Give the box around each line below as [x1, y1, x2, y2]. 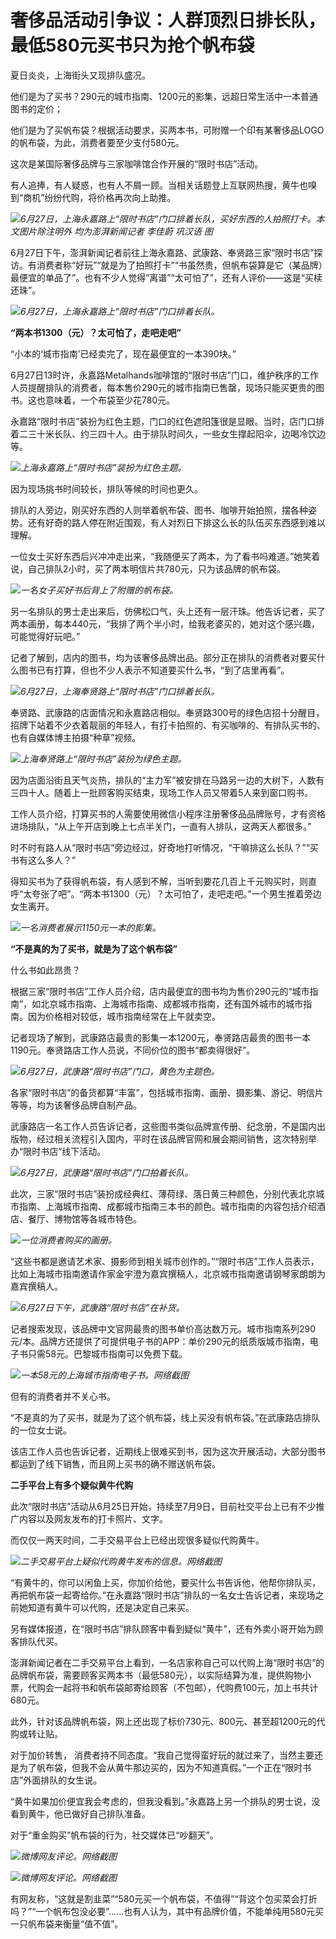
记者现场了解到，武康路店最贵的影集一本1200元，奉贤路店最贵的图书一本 [10, 1031, 311, 1043]
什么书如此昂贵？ [10, 964, 81, 976]
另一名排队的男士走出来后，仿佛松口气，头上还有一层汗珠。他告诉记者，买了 [10, 605, 326, 617]
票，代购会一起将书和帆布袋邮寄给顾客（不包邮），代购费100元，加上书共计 [10, 1681, 319, 1693]
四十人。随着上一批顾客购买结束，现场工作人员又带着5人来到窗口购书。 [18, 786, 314, 798]
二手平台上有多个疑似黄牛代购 [10, 1479, 133, 1491]
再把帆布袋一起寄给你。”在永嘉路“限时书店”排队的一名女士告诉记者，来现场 [10, 1589, 316, 1601]
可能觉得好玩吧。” [10, 630, 81, 642]
